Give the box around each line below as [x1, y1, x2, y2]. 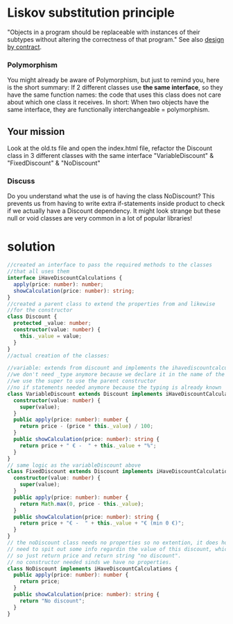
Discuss [7, 176, 35, 186]
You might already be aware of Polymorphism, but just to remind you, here [7, 76, 220, 84]
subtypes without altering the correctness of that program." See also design [7, 35, 225, 43]
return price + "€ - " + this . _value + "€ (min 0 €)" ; [19, 520, 185, 527]
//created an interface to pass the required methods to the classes [7, 262, 213, 269]
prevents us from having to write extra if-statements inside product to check [7, 200, 225, 208]
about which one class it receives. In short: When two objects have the [7, 98, 209, 106]
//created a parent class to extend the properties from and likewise [7, 301, 216, 307]
